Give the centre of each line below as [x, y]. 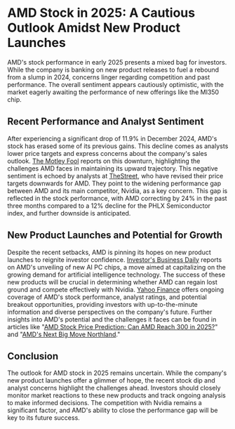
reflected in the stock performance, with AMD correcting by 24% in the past [117, 198]
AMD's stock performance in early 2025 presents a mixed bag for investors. [117, 62]
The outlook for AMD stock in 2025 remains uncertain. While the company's [117, 373]
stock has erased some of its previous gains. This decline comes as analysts [118, 146]
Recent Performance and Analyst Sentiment [106, 122]
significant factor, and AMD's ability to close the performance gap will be [113, 410]
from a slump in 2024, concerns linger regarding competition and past [109, 77]
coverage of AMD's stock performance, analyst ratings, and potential [107, 297]
